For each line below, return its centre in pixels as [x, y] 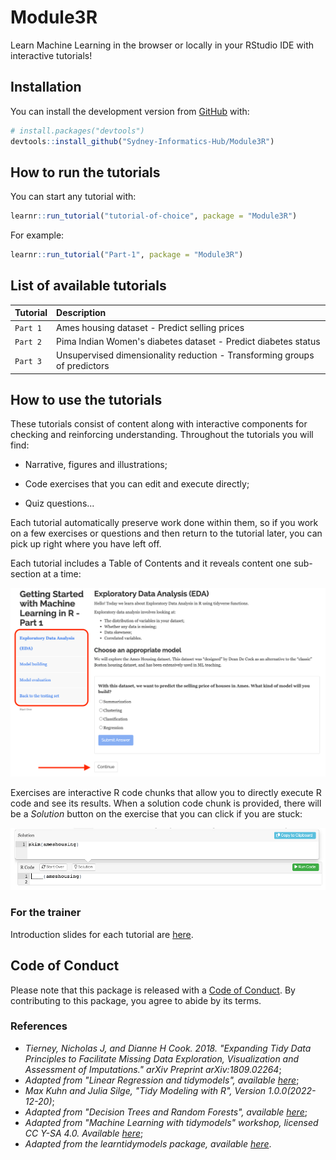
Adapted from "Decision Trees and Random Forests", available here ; [166, 1112]
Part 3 [28, 361]
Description [81, 313]
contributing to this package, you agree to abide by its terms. [136, 1000]
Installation [46, 87]
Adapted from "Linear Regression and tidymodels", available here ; [162, 1080]
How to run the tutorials [85, 172]
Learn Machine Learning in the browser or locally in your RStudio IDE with [162, 45]
